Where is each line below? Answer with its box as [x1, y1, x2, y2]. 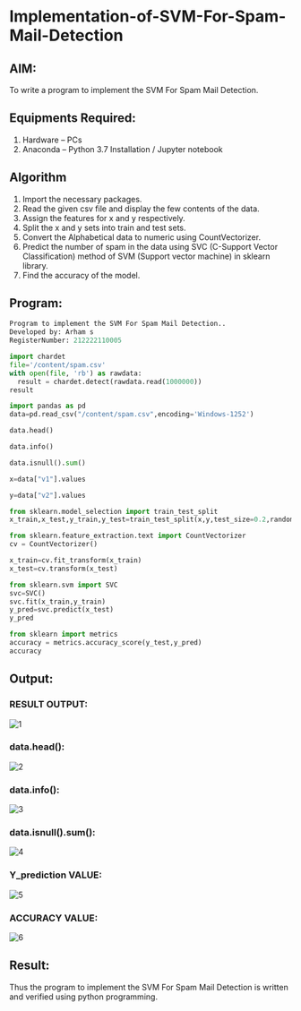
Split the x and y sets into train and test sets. [21, 222, 186, 233]
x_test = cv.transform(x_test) [9, 564, 118, 573]
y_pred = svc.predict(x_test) [9, 605, 115, 614]
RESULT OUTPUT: [9, 698, 88, 711]
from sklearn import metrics [9, 630, 118, 639]
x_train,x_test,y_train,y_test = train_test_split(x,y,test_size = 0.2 [9, 515, 267, 525]
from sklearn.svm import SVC [9, 580, 118, 589]
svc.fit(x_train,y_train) [9, 597, 106, 606]
